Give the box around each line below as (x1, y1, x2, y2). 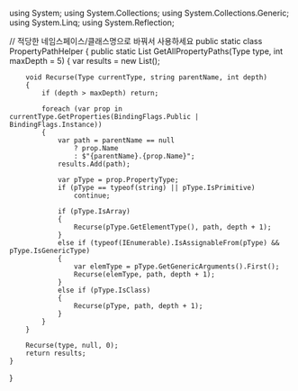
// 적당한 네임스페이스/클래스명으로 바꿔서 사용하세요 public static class (9, 36, 263, 46)
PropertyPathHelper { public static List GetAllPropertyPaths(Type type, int (9, 46, 284, 57)
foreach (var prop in (41, 105, 123, 114)
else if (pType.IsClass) (57, 286, 151, 295)
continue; (73, 191, 111, 200)
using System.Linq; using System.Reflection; (9, 17, 175, 28)
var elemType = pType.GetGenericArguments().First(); (73, 262, 280, 271)
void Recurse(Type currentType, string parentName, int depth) (25, 73, 268, 82)
